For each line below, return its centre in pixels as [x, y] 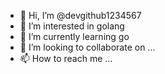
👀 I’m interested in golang [72, 26]
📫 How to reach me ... [66, 58]
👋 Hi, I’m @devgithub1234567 [80, 15]
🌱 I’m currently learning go [74, 36]
